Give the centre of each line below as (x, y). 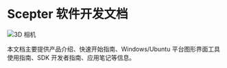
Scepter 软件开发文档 (68, 14)
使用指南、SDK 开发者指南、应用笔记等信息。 (71, 57)
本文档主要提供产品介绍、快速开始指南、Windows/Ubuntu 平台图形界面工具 (114, 49)
